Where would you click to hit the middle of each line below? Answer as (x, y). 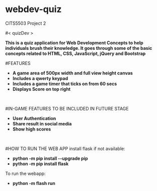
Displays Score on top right (42, 89)
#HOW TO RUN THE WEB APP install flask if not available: (65, 148)
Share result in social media (42, 123)
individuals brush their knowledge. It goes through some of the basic (79, 48)
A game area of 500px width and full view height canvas (73, 73)
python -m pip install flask (41, 164)
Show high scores (32, 129)
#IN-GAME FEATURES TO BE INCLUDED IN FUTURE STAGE (67, 108)
